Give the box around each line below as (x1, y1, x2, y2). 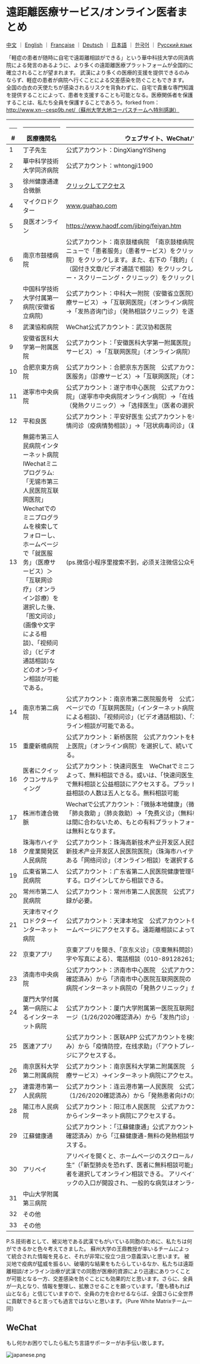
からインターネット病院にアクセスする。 (65, 1111, 179, 1120)
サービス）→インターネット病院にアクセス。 (71, 1071, 197, 1079)
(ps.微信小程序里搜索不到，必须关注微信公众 (65, 558, 190, 566)
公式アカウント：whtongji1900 (65, 161, 154, 170)
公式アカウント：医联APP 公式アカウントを (65, 1033, 187, 1041)
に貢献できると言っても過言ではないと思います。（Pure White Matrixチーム (6, 1297, 187, 1304)
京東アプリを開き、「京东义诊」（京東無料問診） (65, 945, 197, 954)
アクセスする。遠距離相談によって (101, 925, 196, 934)
